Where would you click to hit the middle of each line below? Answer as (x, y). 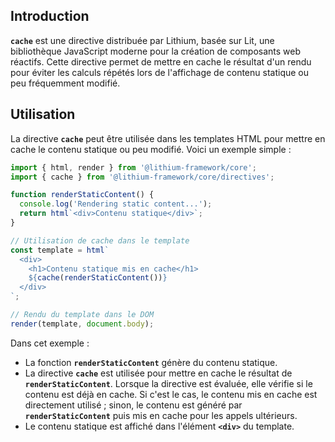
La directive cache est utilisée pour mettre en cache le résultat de (158, 373)
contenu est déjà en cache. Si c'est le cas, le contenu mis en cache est (171, 394)
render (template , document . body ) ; (82, 324)
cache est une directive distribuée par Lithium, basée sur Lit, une (142, 40)
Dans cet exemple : (50, 343)
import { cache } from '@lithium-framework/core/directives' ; (142, 177)
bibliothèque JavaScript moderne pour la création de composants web (156, 51)
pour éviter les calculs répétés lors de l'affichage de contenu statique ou (159, 72)
